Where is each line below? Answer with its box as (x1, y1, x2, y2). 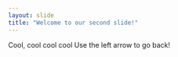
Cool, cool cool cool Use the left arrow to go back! (8, 40, 171, 49)
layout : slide (8, 11, 55, 20)
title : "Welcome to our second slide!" (8, 19, 139, 27)
